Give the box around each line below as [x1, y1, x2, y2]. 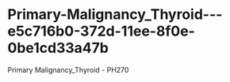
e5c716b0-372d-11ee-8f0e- [7, 22, 195, 40]
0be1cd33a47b [7, 39, 109, 57]
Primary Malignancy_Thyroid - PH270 [7, 65, 129, 74]
